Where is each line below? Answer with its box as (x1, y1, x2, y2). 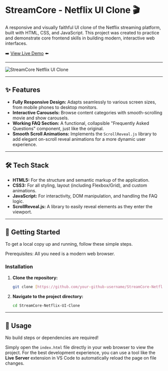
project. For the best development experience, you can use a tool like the (5, 350, 156, 356)
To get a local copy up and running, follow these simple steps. (5, 241, 133, 247)
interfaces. (5, 40, 27, 46)
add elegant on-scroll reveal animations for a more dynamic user (12, 136, 146, 142)
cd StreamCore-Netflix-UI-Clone (12, 303, 80, 308)
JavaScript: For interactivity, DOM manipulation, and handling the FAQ (12, 193, 157, 199)
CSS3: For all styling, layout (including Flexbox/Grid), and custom (12, 182, 147, 188)
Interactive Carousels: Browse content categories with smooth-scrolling (12, 109, 162, 115)
